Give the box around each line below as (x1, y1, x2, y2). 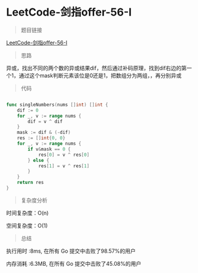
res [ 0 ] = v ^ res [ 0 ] (38, 152, 90, 158)
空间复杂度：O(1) (6, 222, 48, 229)
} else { (28, 157, 50, 163)
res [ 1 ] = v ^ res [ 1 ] (38, 162, 90, 169)
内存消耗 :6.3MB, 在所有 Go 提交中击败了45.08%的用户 (6, 260, 142, 267)
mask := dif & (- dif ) (17, 130, 71, 136)
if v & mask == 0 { (28, 146, 71, 152)
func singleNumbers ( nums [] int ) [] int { (6, 102, 109, 108)
